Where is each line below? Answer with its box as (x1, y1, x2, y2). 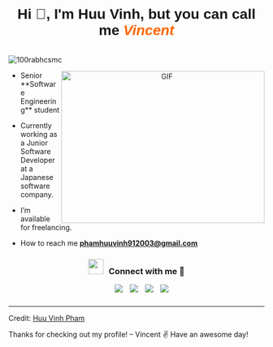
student (33, 105, 60, 114)
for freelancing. (19, 222, 72, 232)
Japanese (19, 172, 54, 182)
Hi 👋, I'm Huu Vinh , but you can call (17, 6, 256, 23)
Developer (19, 155, 55, 165)
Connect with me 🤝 (108, 265, 185, 276)
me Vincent (98, 22, 175, 39)
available (19, 213, 50, 224)
